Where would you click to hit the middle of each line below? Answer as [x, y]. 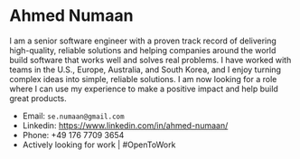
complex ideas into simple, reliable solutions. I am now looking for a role [143, 79]
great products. [38, 98]
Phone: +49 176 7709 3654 [73, 135]
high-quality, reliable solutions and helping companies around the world [143, 50]
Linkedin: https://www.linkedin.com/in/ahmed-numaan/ [125, 125]
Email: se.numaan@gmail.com [73, 116]
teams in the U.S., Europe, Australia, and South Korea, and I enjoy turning [145, 70]
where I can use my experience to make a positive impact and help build [144, 89]
